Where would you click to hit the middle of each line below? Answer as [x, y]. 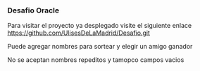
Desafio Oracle [33, 10]
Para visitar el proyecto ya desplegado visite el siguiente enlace [100, 26]
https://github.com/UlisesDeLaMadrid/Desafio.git [79, 33]
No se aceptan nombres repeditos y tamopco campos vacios [96, 60]
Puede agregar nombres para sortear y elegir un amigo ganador [100, 47]
